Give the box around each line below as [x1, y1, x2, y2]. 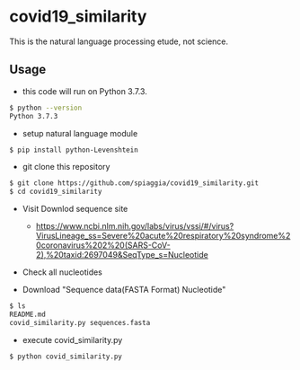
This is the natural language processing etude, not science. [9, 36, 229, 47]
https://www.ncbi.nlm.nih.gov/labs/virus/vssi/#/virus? [35, 221, 234, 232]
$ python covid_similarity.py [9, 352, 123, 361]
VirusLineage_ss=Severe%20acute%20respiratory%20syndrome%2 [35, 231, 291, 242]
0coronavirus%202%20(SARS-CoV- [35, 240, 171, 251]
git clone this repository [22, 162, 110, 172]
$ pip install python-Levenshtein [9, 145, 139, 154]
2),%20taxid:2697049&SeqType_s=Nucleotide [35, 250, 208, 260]
